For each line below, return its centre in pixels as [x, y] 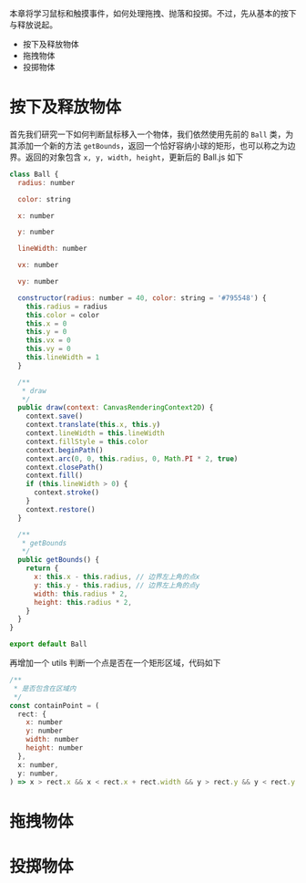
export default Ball [49, 644]
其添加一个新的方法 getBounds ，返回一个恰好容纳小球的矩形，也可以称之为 [149, 145]
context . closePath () [65, 467]
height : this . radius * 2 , [82, 602]
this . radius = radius [66, 306]
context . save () [55, 416]
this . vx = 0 [48, 340]
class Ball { [34, 174]
